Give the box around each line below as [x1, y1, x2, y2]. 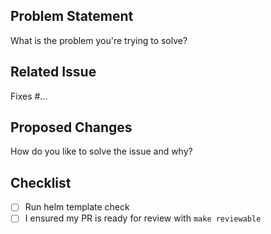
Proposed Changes [10, 119, 133, 136]
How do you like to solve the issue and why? [10, 145, 193, 158]
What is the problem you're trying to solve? [10, 34, 188, 46]
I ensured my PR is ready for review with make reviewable [24, 212, 262, 224]
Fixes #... [10, 90, 48, 102]
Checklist [10, 174, 72, 191]
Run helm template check [24, 201, 130, 213]
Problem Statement [10, 8, 134, 25]
